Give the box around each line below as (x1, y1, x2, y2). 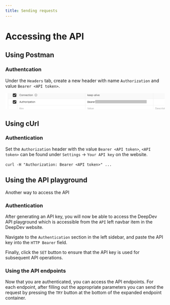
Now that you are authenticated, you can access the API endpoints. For (5, 279, 154, 285)
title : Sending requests (5, 8, 58, 13)
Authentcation (5, 66, 42, 73)
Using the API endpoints (5, 267, 66, 274)
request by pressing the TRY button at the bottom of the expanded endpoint (5, 289, 162, 296)
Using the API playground (5, 176, 88, 184)
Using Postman (5, 51, 55, 59)
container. (5, 295, 26, 301)
